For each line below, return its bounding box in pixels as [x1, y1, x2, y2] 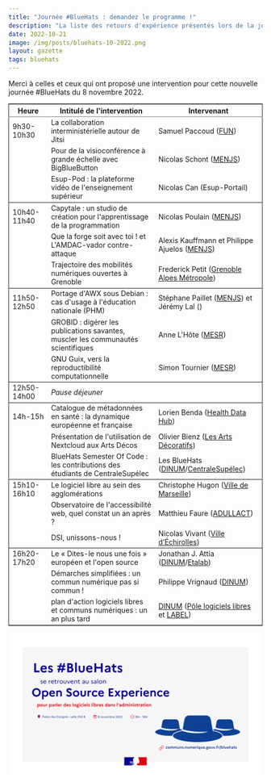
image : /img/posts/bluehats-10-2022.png [8, 39, 147, 47]
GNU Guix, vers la [51, 353, 110, 363]
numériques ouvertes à [51, 269, 127, 278]
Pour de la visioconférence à [51, 146, 146, 155]
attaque [51, 249, 77, 258]
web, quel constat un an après [51, 508, 152, 518]
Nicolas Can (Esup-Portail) [158, 182, 248, 193]
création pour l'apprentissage [51, 211, 149, 221]
